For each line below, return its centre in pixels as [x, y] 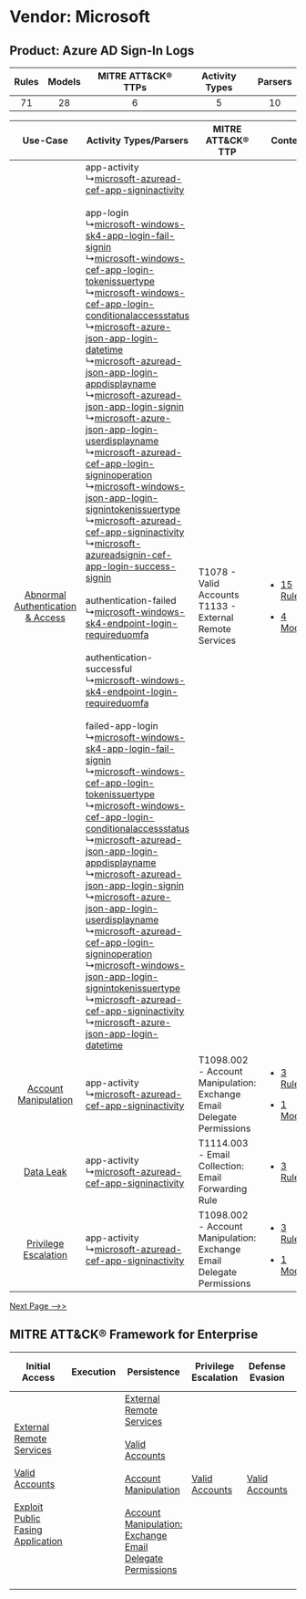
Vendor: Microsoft [80, 17]
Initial [38, 1365]
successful [109, 669]
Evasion [267, 1377]
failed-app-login [122, 726]
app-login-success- [131, 566]
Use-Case [45, 140]
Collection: [221, 1166]
